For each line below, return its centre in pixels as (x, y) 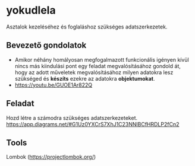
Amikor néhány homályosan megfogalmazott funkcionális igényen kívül (102, 59)
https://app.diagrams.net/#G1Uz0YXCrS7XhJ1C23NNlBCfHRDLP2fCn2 (93, 124)
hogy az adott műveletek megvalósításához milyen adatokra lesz (94, 72)
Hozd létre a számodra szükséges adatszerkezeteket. (72, 118)
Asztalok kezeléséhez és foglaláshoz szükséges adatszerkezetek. (87, 27)
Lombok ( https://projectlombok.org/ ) (51, 157)
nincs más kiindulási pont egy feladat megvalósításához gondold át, (98, 66)
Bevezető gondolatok (46, 45)
